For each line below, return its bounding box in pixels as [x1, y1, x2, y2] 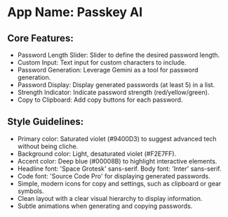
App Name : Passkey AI [7, 4, 143, 20]
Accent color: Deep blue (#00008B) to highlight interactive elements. [17, 157, 217, 165]
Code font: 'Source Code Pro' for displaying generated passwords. [17, 171, 210, 180]
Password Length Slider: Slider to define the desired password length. [17, 51, 220, 59]
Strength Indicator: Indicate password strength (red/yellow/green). [17, 88, 210, 96]
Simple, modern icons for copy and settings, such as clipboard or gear [17, 179, 222, 188]
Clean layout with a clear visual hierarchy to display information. [17, 194, 203, 202]
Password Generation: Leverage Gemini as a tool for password [17, 66, 199, 74]
